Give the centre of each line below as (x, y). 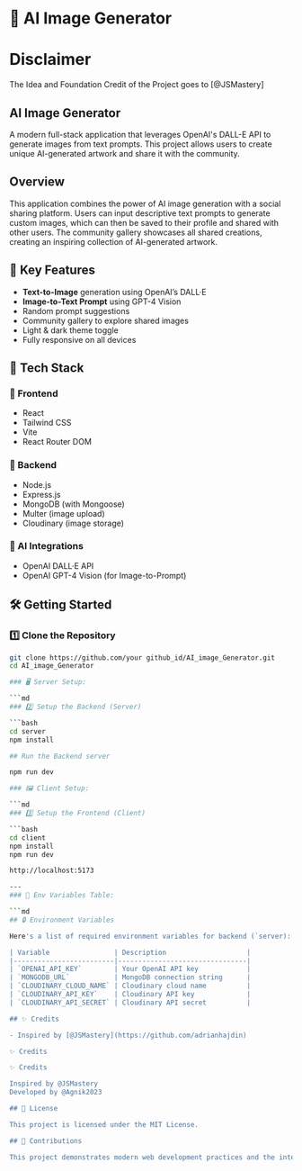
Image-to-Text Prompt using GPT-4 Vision (102, 302)
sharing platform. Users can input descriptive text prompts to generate (140, 213)
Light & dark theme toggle (70, 330)
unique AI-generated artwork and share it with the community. (124, 153)
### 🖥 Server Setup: (48, 682)
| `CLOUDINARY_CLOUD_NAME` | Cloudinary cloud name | (130, 986)
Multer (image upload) (63, 513)
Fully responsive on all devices (79, 339)
